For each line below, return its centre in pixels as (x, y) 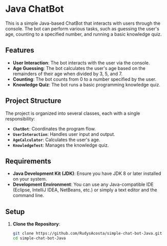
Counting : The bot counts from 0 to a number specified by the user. (85, 79)
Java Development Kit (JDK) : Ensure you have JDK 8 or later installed (87, 173)
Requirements (28, 161)
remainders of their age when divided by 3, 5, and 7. (68, 74)
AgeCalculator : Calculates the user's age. (57, 139)
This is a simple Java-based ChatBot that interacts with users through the (83, 23)
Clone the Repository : (36, 224)
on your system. (30, 179)
